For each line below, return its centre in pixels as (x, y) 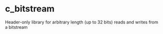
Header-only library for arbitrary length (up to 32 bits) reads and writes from (82, 22)
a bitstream (16, 27)
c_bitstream (30, 9)
